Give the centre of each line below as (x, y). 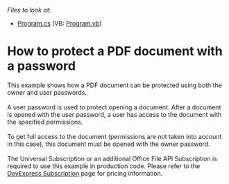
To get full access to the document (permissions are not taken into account (114, 136)
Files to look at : (29, 10)
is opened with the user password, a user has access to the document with (114, 114)
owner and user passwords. (47, 92)
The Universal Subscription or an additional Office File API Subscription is (112, 158)
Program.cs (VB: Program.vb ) (59, 23)
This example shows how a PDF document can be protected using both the (114, 85)
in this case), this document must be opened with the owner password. (109, 144)
